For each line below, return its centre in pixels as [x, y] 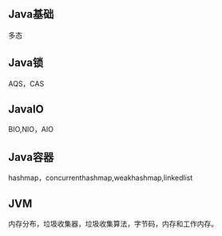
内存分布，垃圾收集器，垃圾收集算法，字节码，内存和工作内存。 [113, 224]
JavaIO [26, 109]
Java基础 [31, 14]
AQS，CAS [26, 83]
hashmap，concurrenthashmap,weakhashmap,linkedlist [101, 178]
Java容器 [31, 157]
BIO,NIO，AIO [31, 130]
